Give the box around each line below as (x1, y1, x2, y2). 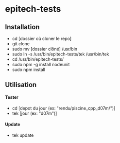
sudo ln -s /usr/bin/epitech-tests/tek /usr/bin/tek (12, 51, 109, 57)
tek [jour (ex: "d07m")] (12, 110, 57, 116)
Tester (5, 94, 18, 100)
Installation (5, 23, 40, 31)
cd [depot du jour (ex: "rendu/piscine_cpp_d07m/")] (12, 105, 116, 111)
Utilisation (5, 81, 37, 89)
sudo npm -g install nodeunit (12, 62, 70, 67)
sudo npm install (12, 67, 45, 72)
